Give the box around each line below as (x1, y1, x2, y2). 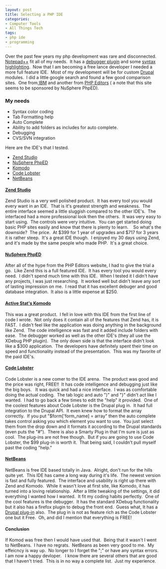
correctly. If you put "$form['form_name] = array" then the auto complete (5, 413, 156, 419)
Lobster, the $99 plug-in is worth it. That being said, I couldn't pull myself (5, 439, 156, 445)
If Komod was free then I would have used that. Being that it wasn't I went (5, 537, 157, 543)
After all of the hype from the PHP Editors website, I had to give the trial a (5, 262, 155, 268)
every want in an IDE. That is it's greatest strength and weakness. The (5, 203, 151, 209)
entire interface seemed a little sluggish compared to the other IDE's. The (5, 208, 156, 214)
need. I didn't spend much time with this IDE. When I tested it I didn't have (5, 273, 159, 279)
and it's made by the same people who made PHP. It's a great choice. (5, 240, 149, 246)
